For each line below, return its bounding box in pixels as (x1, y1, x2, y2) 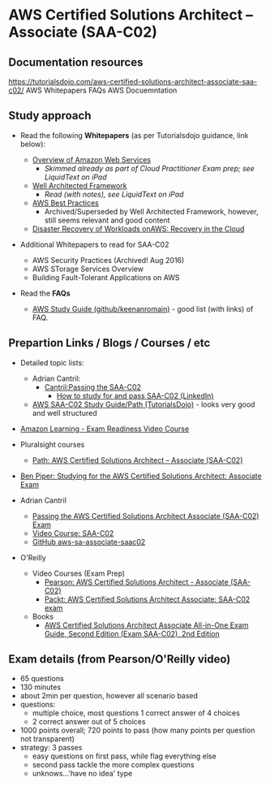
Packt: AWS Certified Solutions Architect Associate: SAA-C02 (44, 594, 251, 604)
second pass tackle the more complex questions (32, 760, 195, 770)
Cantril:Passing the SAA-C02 (44, 382, 142, 391)
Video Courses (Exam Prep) (32, 568, 126, 578)
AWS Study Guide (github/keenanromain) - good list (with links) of (32, 304, 254, 313)
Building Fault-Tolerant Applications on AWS (32, 272, 180, 282)
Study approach (8, 109, 92, 123)
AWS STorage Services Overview (32, 264, 144, 274)
